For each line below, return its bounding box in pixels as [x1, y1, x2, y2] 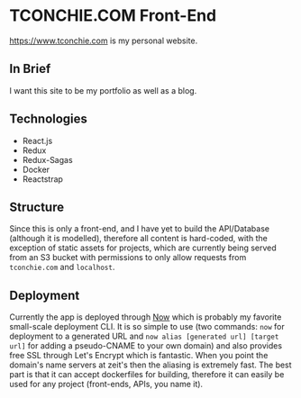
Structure [9, 199, 65, 214]
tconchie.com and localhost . [9, 262, 115, 273]
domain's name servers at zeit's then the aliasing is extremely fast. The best [9, 359, 292, 370]
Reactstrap [22, 173, 63, 185]
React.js [22, 135, 53, 146]
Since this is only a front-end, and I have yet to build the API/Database [9, 223, 270, 234]
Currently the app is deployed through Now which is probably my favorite [9, 312, 282, 322]
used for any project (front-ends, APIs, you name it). [9, 379, 204, 390]
